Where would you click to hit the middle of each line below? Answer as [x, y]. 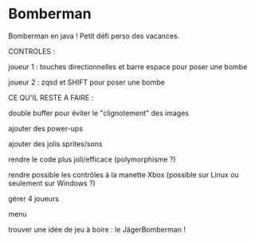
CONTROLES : [32, 51]
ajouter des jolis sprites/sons [55, 143]
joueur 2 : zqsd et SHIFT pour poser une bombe [87, 82]
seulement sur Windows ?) [52, 183]
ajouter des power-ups [46, 128]
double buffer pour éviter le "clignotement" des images [99, 113]
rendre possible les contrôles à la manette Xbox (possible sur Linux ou [124, 174]
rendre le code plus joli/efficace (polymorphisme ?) [92, 159]
